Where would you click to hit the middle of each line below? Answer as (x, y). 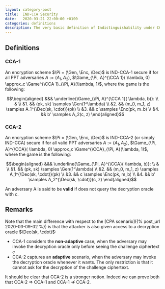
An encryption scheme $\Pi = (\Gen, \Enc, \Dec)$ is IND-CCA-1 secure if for (82, 72)
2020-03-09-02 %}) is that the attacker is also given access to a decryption (82, 226)
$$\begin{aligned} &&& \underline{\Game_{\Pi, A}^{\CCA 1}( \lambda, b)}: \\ (82, 98)
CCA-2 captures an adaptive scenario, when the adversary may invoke (84, 257)
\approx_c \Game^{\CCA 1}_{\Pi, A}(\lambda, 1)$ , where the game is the (77, 84)
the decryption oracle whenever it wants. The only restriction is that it (82, 262)
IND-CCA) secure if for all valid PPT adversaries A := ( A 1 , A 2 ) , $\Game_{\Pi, (81, 143)
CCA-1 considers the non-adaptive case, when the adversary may (80, 241)
